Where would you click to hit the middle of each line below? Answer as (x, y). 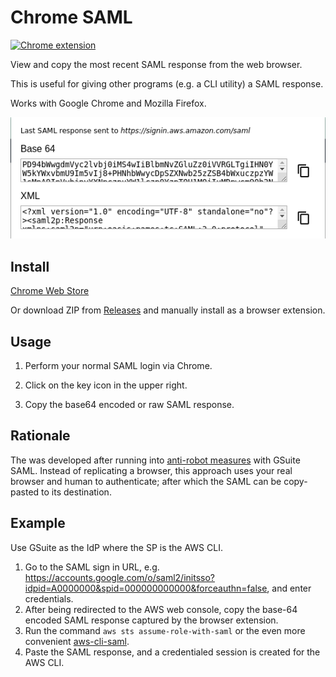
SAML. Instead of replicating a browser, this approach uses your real (151, 470)
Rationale (40, 436)
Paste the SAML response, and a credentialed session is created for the (172, 652)
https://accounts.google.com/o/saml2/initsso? (119, 577)
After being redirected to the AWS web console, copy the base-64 (161, 609)
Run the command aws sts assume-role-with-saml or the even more (165, 630)
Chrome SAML (71, 17)
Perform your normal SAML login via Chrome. (118, 365)
